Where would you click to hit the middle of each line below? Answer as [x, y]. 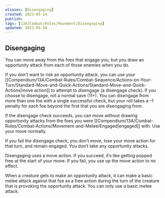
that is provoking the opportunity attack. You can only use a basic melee [78, 186]
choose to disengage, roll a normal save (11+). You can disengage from [77, 95]
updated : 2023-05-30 [26, 28]
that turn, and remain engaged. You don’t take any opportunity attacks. [77, 146]
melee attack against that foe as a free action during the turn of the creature [82, 181]
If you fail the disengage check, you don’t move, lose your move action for [80, 140]
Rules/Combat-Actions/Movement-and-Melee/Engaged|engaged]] [73, 126]
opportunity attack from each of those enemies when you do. [67, 65]
